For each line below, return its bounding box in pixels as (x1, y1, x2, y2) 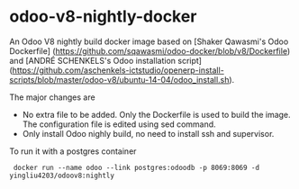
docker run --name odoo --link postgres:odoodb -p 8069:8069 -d (13, 163, 259, 172)
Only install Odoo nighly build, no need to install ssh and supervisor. (22, 128, 275, 139)
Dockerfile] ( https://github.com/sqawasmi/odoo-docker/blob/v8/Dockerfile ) (9, 45, 291, 56)
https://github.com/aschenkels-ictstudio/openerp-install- (12, 65, 225, 76)
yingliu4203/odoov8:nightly (9, 171, 115, 180)
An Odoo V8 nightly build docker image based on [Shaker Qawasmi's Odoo (9, 36, 289, 47)
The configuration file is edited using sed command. (22, 119, 216, 130)
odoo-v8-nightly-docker (9, 6, 197, 27)
